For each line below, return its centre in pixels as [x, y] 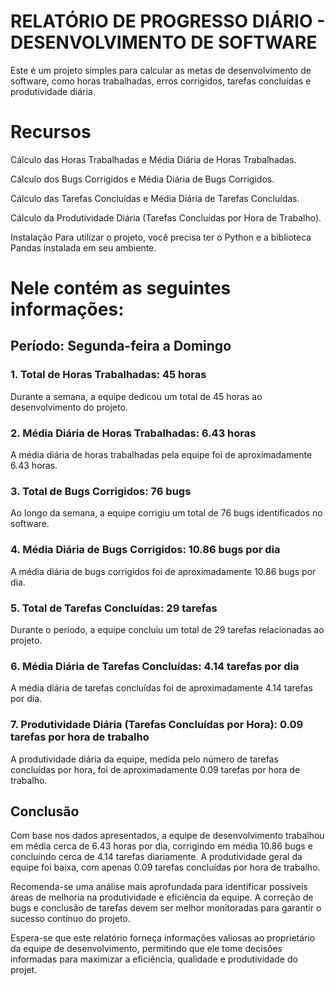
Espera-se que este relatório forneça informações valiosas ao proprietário [163, 938]
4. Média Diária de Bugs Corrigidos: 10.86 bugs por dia [145, 550]
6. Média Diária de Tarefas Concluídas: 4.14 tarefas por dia [155, 666]
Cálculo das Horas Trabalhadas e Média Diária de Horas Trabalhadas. [153, 159]
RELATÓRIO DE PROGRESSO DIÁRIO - [168, 21]
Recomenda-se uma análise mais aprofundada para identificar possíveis [159, 887]
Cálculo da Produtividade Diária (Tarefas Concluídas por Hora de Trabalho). [166, 217]
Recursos [51, 132]
